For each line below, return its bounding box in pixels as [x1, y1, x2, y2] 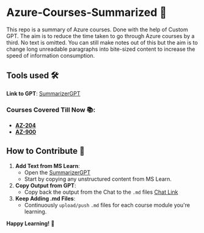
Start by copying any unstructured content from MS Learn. [24, 175, 172, 183]
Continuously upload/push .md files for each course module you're [24, 201, 191, 208]
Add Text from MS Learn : [15, 162, 81, 169]
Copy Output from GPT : [15, 181, 76, 189]
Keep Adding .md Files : [15, 194, 76, 202]
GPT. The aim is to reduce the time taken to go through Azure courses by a [6, 32, 195, 39]
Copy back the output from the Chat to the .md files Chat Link [24, 188, 178, 196]
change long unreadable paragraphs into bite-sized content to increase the [6, 45, 195, 53]
